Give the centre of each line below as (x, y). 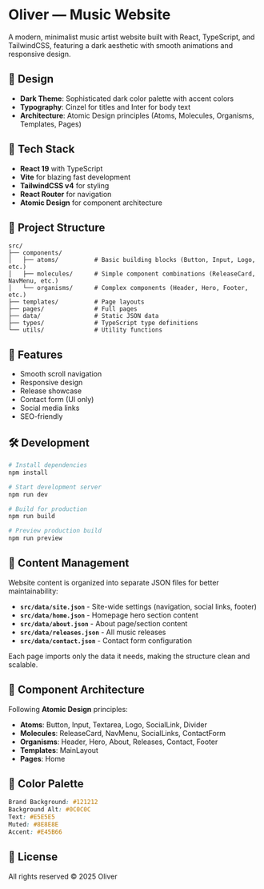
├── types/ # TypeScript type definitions (103, 323)
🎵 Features (36, 354)
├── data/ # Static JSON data (84, 316)
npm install (28, 473)
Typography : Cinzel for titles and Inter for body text (105, 107)
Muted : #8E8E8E (34, 825)
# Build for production (48, 509)
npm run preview (35, 538)
